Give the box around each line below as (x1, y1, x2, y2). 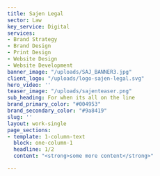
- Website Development (7, 62, 73, 69)
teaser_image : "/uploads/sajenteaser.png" (7, 88, 132, 95)
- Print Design (7, 49, 51, 56)
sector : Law (7, 17, 42, 24)
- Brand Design (7, 42, 51, 49)
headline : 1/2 (13, 146, 54, 153)
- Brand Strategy (7, 36, 58, 43)
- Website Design (7, 56, 58, 63)
